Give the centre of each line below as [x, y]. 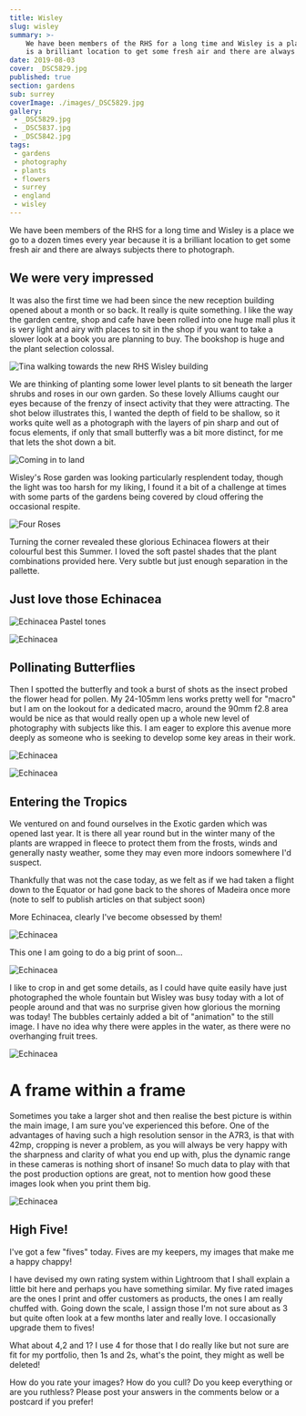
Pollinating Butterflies [72, 667]
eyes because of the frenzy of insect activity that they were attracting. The [149, 403]
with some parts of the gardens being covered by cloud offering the [137, 497]
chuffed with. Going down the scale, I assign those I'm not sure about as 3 [149, 1308]
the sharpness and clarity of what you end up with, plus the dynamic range [150, 1154]
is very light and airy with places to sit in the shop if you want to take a [141, 329]
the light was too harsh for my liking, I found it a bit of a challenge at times [148, 487]
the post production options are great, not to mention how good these [140, 1174]
